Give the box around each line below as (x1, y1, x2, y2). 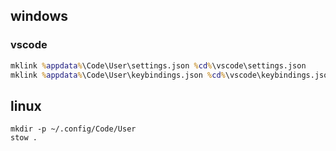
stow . (10, 133, 38, 143)
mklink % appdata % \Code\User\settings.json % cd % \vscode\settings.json (10, 60, 307, 71)
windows (10, 8, 69, 25)
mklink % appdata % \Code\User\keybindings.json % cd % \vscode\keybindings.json (10, 70, 333, 80)
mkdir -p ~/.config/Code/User (10, 124, 137, 134)
